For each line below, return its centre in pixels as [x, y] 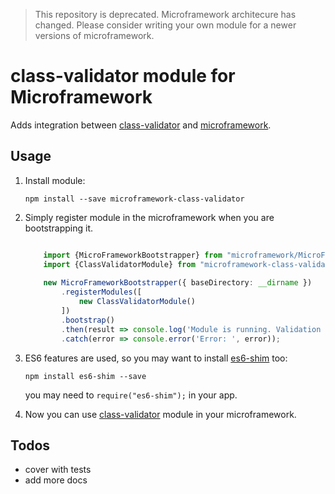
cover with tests [58, 470]
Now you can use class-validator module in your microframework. [160, 414]
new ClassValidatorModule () [137, 302]
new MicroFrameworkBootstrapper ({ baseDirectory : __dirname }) [178, 283]
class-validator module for [123, 76]
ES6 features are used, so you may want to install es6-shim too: [156, 358]
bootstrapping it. [59, 228]
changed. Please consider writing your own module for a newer [165, 25]
